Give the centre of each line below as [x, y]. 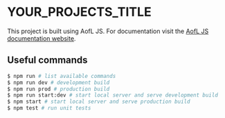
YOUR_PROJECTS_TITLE [79, 12]
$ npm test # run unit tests [49, 108]
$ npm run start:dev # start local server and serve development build [112, 95]
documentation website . [42, 38]
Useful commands [47, 60]
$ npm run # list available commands [62, 76]
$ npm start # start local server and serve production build [99, 102]
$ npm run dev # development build [58, 82]
